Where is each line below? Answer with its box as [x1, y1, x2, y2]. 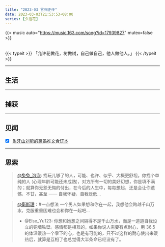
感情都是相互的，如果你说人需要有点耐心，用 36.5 [55, 224, 156, 230]
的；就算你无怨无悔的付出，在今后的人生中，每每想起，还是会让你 [17, 185, 151, 190]
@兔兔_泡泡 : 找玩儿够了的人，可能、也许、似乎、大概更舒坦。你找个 [17, 172, 155, 178]
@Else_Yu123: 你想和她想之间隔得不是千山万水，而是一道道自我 [24, 217, 153, 224]
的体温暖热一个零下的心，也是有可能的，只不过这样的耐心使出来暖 [24, 230, 158, 236]
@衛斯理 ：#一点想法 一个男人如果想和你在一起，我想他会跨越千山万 [17, 201, 155, 207]
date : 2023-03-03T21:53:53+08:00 [5, 12, 74, 17]
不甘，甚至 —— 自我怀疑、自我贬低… [26, 190, 101, 197]
